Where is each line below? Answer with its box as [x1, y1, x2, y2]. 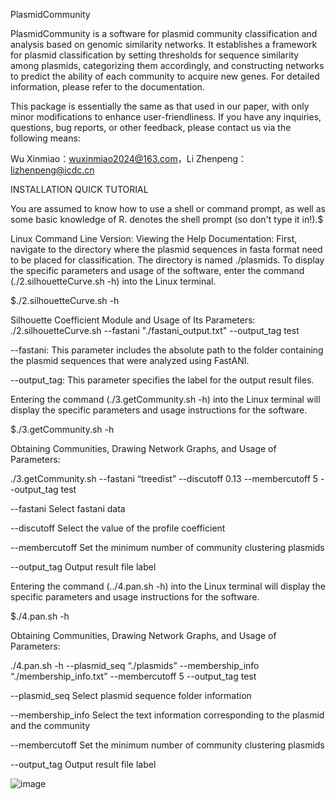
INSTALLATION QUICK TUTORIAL [10, 184, 149, 195]
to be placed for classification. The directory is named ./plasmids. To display [10, 254, 325, 266]
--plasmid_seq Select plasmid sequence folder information [10, 690, 252, 701]
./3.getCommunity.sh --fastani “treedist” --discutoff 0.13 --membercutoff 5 [10, 473, 319, 484]
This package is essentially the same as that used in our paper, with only [10, 100, 310, 112]
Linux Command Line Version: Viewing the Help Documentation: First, [10, 233, 298, 244]
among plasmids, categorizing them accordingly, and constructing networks [10, 60, 325, 71]
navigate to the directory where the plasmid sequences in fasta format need [10, 244, 323, 255]
